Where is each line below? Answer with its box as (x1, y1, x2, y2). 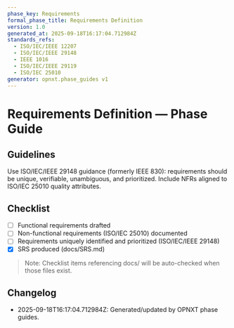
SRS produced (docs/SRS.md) (17, 245, 105, 254)
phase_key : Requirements (7, 10, 80, 18)
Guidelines (7, 148, 56, 160)
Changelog (7, 287, 57, 299)
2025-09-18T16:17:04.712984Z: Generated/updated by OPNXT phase (17, 306, 219, 314)
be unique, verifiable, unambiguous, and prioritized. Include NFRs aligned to (7, 175, 228, 183)
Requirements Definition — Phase (7, 106, 208, 122)
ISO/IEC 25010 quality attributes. (7, 182, 102, 190)
